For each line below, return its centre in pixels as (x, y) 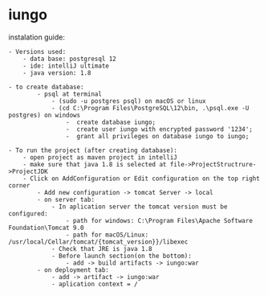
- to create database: (46, 87)
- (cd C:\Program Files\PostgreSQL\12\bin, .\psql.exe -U (150, 108)
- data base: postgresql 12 (69, 59)
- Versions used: (37, 51)
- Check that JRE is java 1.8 (102, 249)
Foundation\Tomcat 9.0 (46, 228)
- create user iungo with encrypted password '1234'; (159, 129)
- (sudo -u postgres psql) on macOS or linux (128, 101)
